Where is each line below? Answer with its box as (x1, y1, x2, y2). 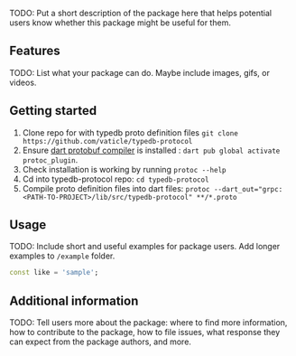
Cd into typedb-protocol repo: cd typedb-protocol (22, 173, 209, 184)
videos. (9, 77, 37, 88)
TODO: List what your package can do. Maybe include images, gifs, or (9, 67, 271, 78)
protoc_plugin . (22, 154, 79, 165)
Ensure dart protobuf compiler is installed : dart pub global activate (22, 145, 281, 155)
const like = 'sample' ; (9, 268, 99, 277)
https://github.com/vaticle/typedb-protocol (22, 136, 193, 145)
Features (9, 43, 60, 59)
